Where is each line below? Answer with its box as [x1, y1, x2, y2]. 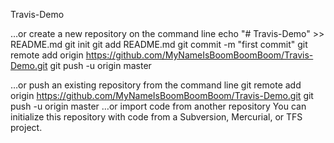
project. [10, 122, 43, 133]
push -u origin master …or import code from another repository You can [10, 100, 307, 112]
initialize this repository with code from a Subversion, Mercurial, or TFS [10, 111, 303, 123]
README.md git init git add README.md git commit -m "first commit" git [10, 39, 308, 50]
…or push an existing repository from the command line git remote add [10, 79, 302, 91]
